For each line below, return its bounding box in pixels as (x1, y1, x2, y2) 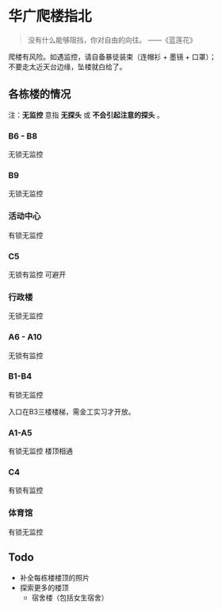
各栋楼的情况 (8, 87, 71, 101)
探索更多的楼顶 (19, 582, 69, 593)
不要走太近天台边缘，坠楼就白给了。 (8, 61, 127, 72)
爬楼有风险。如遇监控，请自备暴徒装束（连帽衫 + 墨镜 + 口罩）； (8, 52, 216, 61)
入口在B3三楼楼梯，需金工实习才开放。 (8, 406, 136, 416)
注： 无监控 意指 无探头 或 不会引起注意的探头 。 (8, 110, 164, 119)
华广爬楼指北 (8, 7, 93, 25)
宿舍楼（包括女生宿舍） (31, 593, 109, 602)
